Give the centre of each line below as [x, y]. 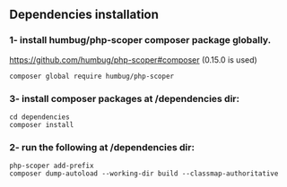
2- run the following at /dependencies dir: [102, 147]
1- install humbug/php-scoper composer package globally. [140, 40]
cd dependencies [39, 117]
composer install [42, 124]
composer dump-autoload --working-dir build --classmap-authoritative [144, 174]
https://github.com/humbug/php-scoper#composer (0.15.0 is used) [133, 59]
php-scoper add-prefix [52, 166]
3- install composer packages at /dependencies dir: [125, 98]
